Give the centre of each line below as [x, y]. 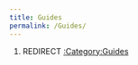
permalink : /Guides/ [48, 26]
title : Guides [36, 17]
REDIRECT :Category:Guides [75, 51]
